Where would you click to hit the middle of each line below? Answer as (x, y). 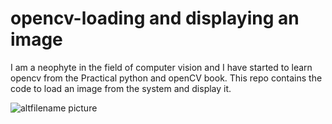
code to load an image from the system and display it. (121, 88)
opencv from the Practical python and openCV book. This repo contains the (166, 78)
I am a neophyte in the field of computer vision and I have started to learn (161, 67)
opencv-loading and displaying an (155, 18)
